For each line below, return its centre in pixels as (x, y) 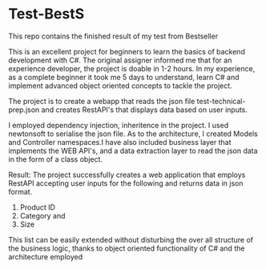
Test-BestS (46, 14)
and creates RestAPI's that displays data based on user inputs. (145, 110)
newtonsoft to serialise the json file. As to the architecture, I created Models (133, 134)
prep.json (24, 110)
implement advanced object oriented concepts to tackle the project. (120, 86)
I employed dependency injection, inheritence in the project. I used (119, 125)
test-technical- (221, 101)
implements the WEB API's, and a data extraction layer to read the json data (133, 151)
